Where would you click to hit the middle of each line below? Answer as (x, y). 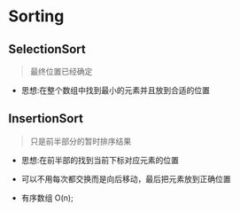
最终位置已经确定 (61, 71)
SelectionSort (47, 49)
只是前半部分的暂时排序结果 (81, 141)
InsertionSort (46, 118)
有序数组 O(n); (47, 198)
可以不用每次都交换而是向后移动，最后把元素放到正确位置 (126, 178)
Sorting (36, 16)
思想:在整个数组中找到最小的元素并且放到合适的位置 (115, 90)
